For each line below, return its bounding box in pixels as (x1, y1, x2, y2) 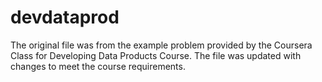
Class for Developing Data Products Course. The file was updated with (10, 49, 302, 61)
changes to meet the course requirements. (10, 60, 186, 72)
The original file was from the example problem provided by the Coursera (10, 39, 313, 51)
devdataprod (10, 6, 120, 29)
